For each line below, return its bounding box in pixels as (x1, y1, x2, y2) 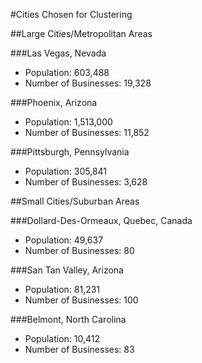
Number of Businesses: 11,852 (24, 127, 150, 138)
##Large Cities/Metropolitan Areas (10, 28, 153, 39)
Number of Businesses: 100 (24, 294, 139, 306)
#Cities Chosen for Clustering (10, 9, 133, 20)
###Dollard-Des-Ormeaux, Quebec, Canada (10, 215, 193, 226)
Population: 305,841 (24, 165, 108, 177)
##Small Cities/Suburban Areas (10, 195, 140, 207)
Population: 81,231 (24, 284, 101, 295)
